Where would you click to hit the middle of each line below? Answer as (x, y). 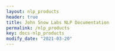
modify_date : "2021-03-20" (39, 39)
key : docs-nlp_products (35, 33)
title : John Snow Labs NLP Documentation (58, 22)
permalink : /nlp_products (38, 28)
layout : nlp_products (33, 11)
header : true (22, 17)
